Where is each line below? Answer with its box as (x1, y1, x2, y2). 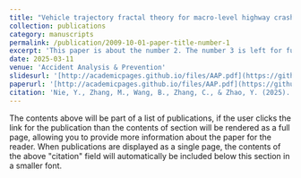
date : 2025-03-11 (9, 55, 74, 64)
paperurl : (9, 80, 47, 89)
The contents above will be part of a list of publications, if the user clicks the (9, 113, 291, 123)
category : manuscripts (9, 30, 94, 38)
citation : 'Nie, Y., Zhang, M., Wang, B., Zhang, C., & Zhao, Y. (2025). (9, 88, 291, 97)
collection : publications (9, 21, 106, 30)
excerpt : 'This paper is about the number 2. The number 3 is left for (9, 47, 282, 55)
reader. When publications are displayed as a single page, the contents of (9, 140, 281, 152)
